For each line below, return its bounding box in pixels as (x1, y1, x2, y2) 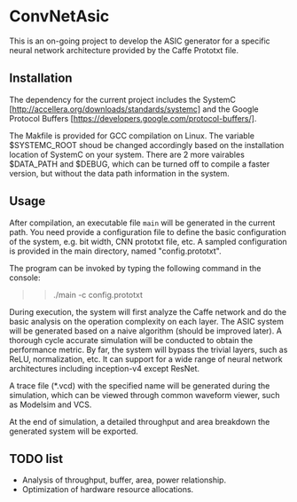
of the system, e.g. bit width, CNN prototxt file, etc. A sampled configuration (9, 236, 288, 247)
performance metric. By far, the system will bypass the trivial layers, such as (9, 344, 288, 355)
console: (9, 272, 42, 283)
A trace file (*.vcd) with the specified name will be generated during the (9, 380, 270, 391)
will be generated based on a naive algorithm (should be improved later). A (9, 326, 282, 336)
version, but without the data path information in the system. (9, 168, 231, 178)
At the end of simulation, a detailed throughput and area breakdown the (9, 416, 270, 427)
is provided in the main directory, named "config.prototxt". (9, 246, 222, 256)
